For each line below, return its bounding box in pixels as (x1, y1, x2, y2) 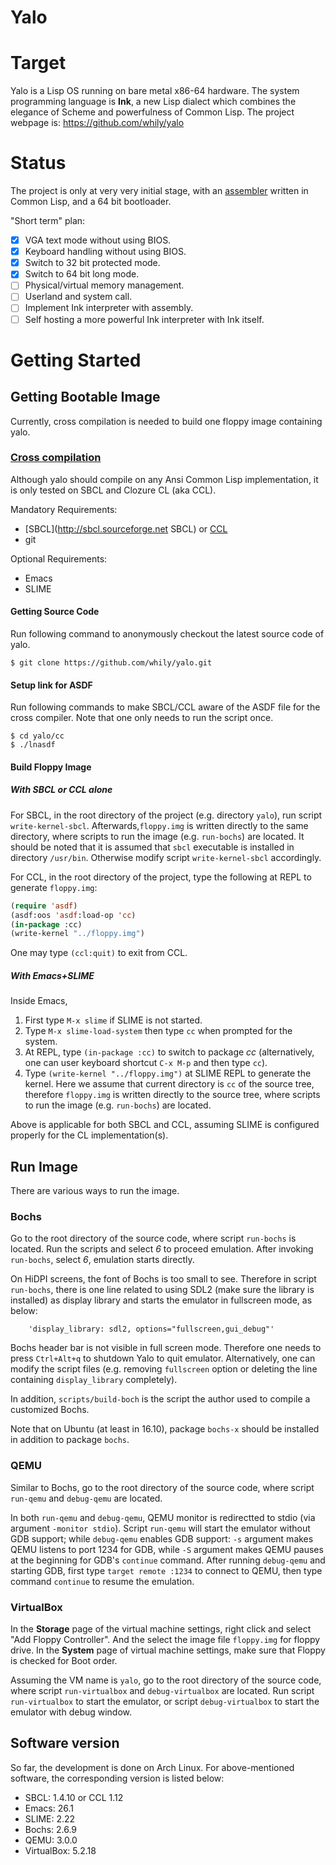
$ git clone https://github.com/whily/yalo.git (10, 658, 213, 668)
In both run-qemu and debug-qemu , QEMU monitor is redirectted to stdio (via (10, 1511, 316, 1523)
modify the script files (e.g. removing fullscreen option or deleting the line (10, 1363, 318, 1375)
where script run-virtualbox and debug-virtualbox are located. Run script (10, 1685, 315, 1696)
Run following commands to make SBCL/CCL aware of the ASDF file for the (10, 701, 321, 713)
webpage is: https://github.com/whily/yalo (10, 117, 185, 129)
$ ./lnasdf (10, 740, 56, 750)
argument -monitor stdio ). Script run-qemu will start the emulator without (10, 1522, 311, 1534)
